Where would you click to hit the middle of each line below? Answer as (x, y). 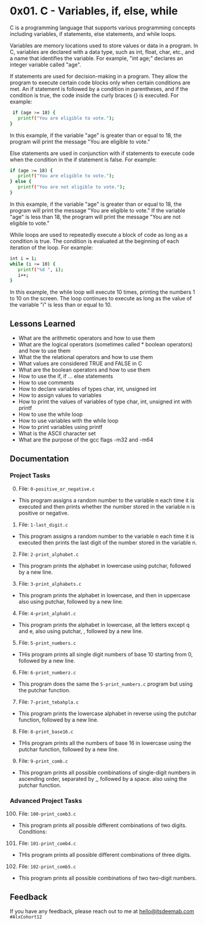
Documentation (39, 459)
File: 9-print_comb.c (43, 760)
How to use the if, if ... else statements (66, 376)
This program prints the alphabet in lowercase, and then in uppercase (104, 595)
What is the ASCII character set (57, 433)
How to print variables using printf (60, 427)
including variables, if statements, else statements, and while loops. (93, 34)
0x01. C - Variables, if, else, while (94, 11)
